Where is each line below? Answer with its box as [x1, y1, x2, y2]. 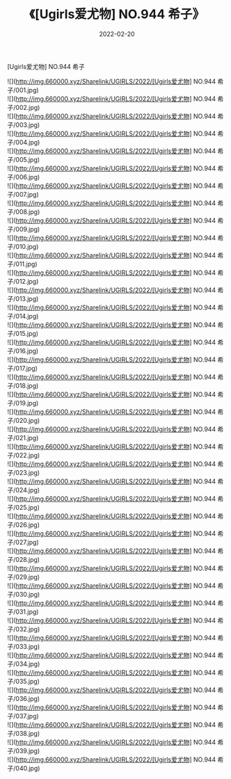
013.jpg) [15, 294, 39, 303]
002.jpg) [15, 103, 40, 111]
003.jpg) [15, 120, 40, 129]
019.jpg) [15, 399, 39, 407]
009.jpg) [15, 225, 40, 233]
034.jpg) [15, 659, 40, 668]
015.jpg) [15, 329, 39, 337]
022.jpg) [15, 451, 40, 459]
